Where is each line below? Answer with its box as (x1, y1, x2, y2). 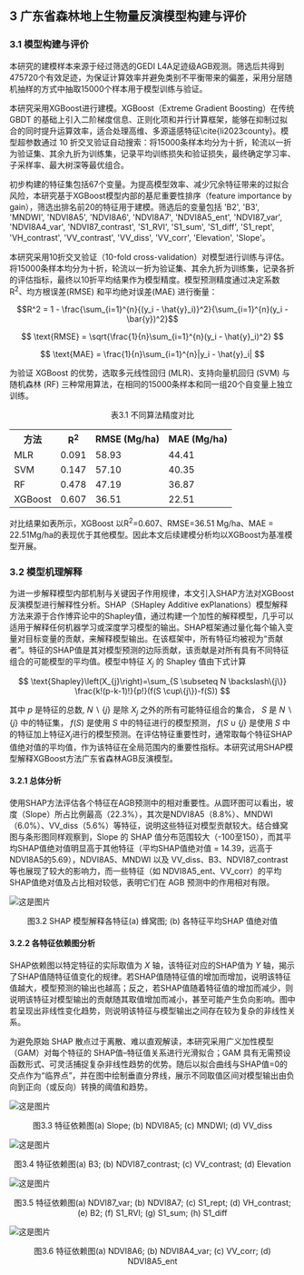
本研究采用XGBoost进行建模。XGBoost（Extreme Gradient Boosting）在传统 (9, 103, 295, 114)
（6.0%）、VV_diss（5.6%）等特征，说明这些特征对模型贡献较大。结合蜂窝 (9, 820, 289, 831)
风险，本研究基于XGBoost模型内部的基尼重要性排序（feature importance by (9, 190, 292, 201)
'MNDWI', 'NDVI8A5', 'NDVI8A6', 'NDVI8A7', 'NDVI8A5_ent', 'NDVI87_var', (9, 212, 283, 223)
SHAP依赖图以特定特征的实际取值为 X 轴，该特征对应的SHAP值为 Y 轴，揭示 (9, 960, 295, 971)
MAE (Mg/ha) (168, 433, 229, 445)
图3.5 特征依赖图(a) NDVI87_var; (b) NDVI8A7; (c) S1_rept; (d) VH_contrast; (13, 1198, 292, 1209)
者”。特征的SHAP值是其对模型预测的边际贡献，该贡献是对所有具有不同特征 (9, 644, 289, 656)
